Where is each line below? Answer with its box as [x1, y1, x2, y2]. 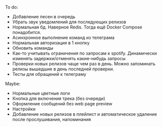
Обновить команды [12, 45, 53, 51]
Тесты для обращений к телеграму [12, 71, 86, 77]
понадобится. [12, 30, 41, 35]
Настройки [12, 106, 36, 112]
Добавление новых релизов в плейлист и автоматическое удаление [12, 111, 157, 117]
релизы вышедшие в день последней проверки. [12, 66, 115, 72]
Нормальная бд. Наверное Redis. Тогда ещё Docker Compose [12, 24, 142, 30]
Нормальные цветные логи [12, 91, 70, 96]
